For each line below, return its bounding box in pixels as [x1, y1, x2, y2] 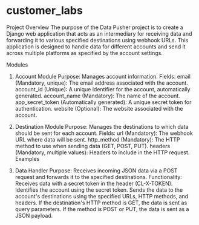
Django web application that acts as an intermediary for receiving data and [6, 30, 192, 37]
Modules [6, 61, 28, 68]
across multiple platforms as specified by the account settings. [6, 49, 163, 56]
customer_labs [6, 4, 83, 18]
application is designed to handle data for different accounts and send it [6, 43, 186, 50]
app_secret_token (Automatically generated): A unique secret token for [15, 98, 192, 106]
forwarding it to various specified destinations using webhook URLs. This [6, 36, 189, 44]
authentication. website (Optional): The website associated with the [15, 105, 183, 112]
